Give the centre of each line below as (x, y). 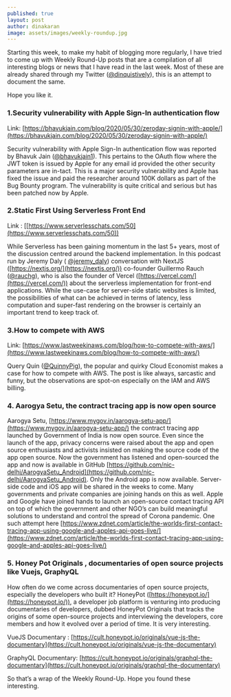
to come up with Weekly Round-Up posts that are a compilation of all (104, 60)
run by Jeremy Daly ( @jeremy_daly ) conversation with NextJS (96, 261)
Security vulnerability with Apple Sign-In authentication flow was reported (112, 148)
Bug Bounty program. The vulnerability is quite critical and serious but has (112, 185)
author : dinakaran (33, 26)
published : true (30, 13)
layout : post (26, 20)
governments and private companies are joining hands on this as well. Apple (115, 494)
